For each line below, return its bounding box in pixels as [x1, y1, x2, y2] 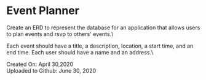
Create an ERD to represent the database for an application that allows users [6, 24, 200, 31]
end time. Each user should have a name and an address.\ [6, 48, 154, 56]
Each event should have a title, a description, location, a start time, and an [6, 42, 194, 49]
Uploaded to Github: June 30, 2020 [6, 67, 97, 74]
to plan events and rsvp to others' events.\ [6, 30, 114, 37]
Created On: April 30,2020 [6, 60, 74, 68]
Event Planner [6, 4, 80, 18]
